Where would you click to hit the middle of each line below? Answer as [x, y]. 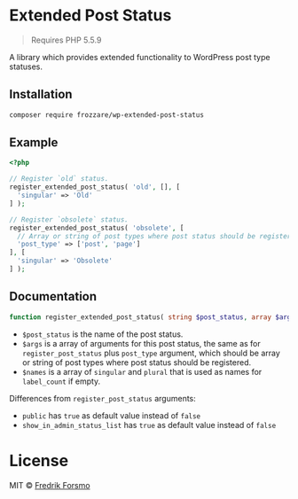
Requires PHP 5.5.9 [66, 40]
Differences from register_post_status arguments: [103, 398]
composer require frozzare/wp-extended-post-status [106, 115]
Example [34, 143]
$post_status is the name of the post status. [102, 334]
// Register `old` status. [59, 179]
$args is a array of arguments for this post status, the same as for [141, 343]
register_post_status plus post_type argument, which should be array [151, 353]
